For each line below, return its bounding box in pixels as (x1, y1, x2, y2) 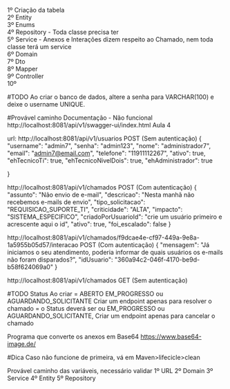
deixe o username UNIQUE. (7, 100, 85, 108)
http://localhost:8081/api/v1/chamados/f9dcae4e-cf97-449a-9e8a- (7, 233, 200, 242)
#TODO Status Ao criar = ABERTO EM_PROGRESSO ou (7, 290, 164, 298)
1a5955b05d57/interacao (7, 241, 79, 248)
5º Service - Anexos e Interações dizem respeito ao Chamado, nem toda (7, 35, 213, 44)
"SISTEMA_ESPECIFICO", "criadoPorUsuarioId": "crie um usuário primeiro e (7, 212, 222, 221)
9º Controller (7, 72, 44, 80)
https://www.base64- (140, 332, 202, 341)
